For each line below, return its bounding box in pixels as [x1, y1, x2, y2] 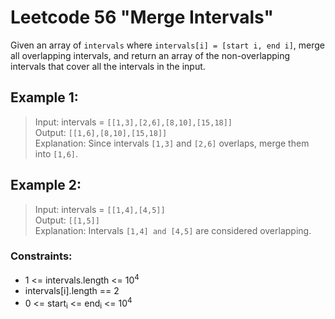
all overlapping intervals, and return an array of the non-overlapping [10, 49, 291, 61]
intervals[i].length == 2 [24, 284, 120, 296]
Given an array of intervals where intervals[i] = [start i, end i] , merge [10, 39, 325, 51]
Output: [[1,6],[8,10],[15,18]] [34, 126, 168, 138]
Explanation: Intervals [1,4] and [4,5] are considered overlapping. [34, 224, 312, 236]
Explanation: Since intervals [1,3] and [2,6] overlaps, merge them [34, 137, 310, 149]
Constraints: [10, 249, 73, 263]
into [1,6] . [34, 147, 79, 160]
